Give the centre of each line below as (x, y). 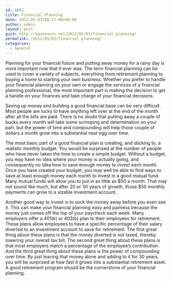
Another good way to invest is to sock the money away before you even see (85, 202)
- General (20, 48)
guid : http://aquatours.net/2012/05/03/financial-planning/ (71, 34)
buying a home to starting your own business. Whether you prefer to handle (85, 79)
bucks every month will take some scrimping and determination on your (81, 122)
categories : (18, 44)
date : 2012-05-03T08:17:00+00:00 (41, 20)
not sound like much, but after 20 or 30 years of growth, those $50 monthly (85, 186)
